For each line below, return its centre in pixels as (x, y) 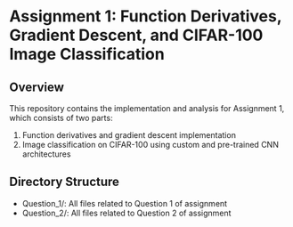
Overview (37, 87)
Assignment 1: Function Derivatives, (146, 16)
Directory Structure (65, 182)
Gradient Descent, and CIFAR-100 (136, 35)
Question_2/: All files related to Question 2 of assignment (126, 213)
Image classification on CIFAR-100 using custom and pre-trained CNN (150, 145)
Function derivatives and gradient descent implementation (129, 135)
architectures (46, 154)
